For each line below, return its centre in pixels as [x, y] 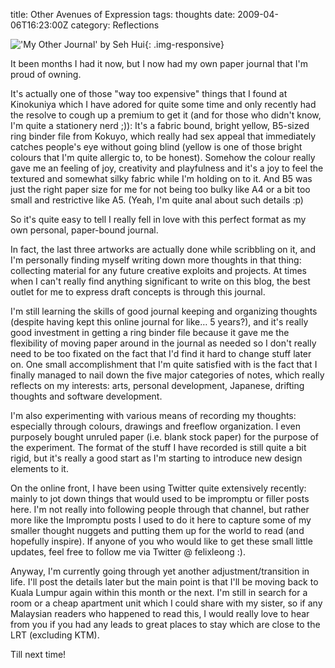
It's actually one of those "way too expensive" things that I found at [149, 93]
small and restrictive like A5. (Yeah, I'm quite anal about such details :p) [157, 200]
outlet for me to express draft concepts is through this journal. [138, 292]
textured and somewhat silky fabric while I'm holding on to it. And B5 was [161, 178]
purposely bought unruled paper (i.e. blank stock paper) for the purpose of [164, 437]
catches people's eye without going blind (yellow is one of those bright [156, 147]
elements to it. [39, 468]
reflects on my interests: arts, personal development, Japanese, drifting [157, 385]
